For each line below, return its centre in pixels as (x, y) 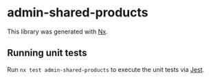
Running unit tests (47, 53)
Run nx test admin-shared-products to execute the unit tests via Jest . (106, 69)
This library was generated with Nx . (57, 31)
